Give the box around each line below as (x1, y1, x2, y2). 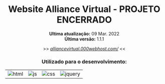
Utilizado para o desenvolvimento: (42, 58, 127, 65)
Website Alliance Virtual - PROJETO (8, 3, 160, 15)
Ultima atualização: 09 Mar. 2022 (49, 30, 119, 36)
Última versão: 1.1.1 (64, 36, 104, 42)
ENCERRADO (57, 14, 112, 25)
